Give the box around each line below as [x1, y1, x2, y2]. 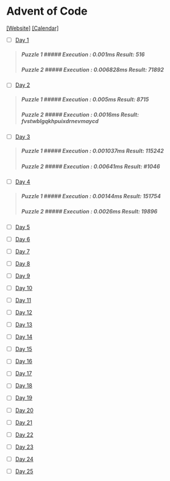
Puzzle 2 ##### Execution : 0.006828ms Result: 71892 [21, 66, 165, 73]
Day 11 [15, 296, 32, 304]
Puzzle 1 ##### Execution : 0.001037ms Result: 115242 [21, 148, 164, 155]
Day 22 [15, 431, 34, 438]
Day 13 [15, 321, 32, 329]
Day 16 [15, 358, 32, 365]
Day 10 [15, 284, 32, 291]
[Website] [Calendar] [6, 24, 59, 32]
